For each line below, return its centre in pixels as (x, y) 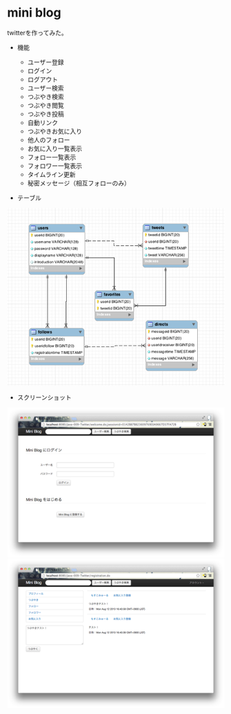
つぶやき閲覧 (46, 105)
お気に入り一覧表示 (55, 148)
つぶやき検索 (46, 96)
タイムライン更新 (51, 174)
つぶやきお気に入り (55, 131)
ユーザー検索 (46, 88)
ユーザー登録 (46, 62)
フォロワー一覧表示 (55, 166)
